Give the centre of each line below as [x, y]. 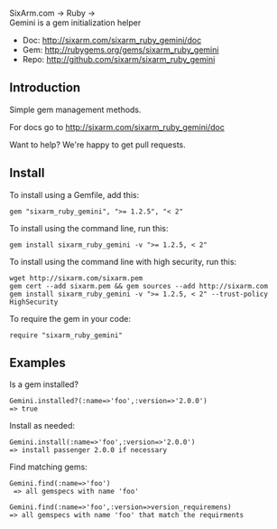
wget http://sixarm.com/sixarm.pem [76, 278]
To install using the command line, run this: [89, 228]
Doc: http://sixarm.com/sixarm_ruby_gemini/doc [112, 40]
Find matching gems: [48, 467]
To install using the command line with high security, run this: [123, 261]
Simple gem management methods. [75, 109]
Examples [37, 363]
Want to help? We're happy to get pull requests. [98, 145]
